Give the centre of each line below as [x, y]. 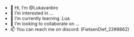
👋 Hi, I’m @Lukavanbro [34, 8]
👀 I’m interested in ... [32, 13]
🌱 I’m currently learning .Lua [40, 18]
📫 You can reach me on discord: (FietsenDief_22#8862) [70, 29]
